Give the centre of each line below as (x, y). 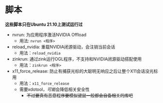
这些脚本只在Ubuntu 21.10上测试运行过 (44, 24)
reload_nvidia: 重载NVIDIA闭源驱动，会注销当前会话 (64, 47)
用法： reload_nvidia (40, 53)
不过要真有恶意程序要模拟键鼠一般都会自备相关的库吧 (80, 95)
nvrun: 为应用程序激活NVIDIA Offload (49, 34)
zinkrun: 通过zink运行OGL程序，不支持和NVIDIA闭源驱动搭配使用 (77, 59)
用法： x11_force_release (44, 83)
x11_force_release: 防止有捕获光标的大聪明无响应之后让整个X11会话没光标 (85, 71)
